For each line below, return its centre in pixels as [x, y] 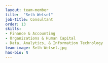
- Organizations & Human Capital [41, 39]
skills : [13, 29]
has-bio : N [17, 52]
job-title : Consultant [29, 19]
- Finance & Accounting [30, 34]
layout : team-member [27, 10]
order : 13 [16, 24]
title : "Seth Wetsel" [29, 15]
